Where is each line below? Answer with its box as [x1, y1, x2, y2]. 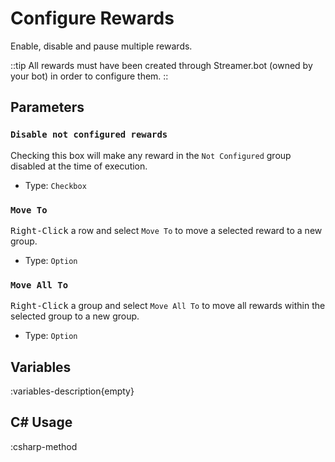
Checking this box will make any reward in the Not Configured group [10, 149, 292, 161]
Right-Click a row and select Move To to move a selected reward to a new [10, 224, 323, 236]
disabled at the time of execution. [10, 160, 148, 172]
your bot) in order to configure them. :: [10, 70, 169, 82]
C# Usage [10, 414, 73, 431]
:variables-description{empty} [10, 385, 135, 397]
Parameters [10, 99, 85, 116]
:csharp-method [10, 440, 78, 452]
